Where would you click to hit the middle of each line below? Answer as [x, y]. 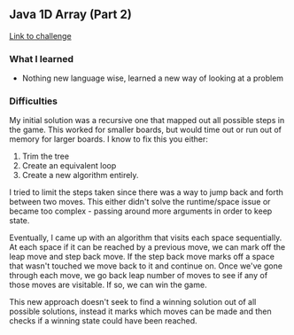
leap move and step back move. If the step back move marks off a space [142, 257]
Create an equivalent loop [69, 166]
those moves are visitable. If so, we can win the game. [108, 285]
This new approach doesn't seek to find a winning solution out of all [133, 302]
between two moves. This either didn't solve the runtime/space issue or [140, 202]
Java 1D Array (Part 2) [71, 15]
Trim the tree [45, 156]
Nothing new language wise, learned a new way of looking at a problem [153, 78]
